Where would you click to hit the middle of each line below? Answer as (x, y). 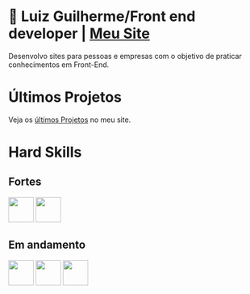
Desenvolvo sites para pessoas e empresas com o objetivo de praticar (125, 56)
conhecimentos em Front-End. (59, 65)
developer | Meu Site (79, 34)
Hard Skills (45, 152)
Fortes (25, 182)
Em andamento (47, 245)
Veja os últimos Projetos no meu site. (70, 120)
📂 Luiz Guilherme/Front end (102, 17)
